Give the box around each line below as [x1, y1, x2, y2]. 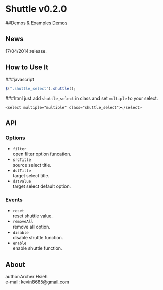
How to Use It [5, 63, 48, 72]
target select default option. [12, 183, 71, 189]
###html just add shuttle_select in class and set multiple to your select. [5, 95, 158, 102]
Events [5, 196, 23, 203]
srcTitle [12, 157, 31, 163]
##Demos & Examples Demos [5, 20, 68, 26]
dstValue [12, 179, 31, 184]
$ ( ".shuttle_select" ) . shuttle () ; [5, 86, 76, 91]
